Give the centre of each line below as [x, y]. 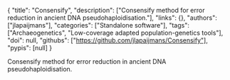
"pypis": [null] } [30, 48]
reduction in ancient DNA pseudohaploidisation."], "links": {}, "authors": [112, 18]
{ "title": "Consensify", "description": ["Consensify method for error [106, 10]
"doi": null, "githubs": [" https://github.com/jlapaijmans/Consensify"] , [108, 40]
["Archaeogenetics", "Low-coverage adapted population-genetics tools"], [115, 33]
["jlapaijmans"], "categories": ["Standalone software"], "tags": [99, 25]
